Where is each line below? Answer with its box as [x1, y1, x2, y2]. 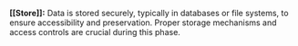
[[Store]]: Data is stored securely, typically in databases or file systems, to [9, 8, 289, 18]
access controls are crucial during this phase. [9, 27, 180, 37]
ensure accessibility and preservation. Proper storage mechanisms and [9, 17, 277, 28]
